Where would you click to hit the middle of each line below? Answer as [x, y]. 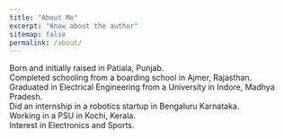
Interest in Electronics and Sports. [72, 126]
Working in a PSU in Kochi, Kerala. [73, 116]
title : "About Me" [44, 17]
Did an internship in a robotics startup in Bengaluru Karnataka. [124, 106]
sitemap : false [38, 34]
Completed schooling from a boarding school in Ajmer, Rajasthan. [131, 78]
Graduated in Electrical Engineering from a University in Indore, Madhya [142, 87]
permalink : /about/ [46, 43]
